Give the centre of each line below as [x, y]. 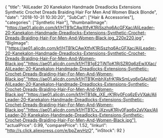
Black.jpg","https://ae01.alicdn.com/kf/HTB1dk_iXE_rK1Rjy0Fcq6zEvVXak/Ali [81, 94]
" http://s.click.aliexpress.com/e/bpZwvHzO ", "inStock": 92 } [65, 130]
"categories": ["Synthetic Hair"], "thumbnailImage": [56, 22]
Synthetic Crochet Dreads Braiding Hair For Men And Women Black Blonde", [81, 12]
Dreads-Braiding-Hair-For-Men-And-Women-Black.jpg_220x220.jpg [73, 38]
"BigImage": [17, 43]
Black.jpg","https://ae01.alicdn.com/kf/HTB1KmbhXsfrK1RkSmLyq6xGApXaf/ [81, 79]
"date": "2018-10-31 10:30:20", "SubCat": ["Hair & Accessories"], [70, 17]
